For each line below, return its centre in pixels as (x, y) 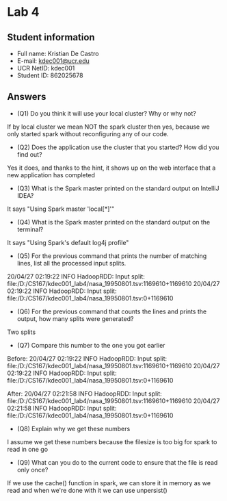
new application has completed (51, 175)
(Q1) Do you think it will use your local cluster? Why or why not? (106, 113)
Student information (51, 37)
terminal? (30, 229)
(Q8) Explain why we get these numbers (74, 428)
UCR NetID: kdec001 (46, 68)
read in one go (28, 449)
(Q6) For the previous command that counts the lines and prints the (112, 311)
